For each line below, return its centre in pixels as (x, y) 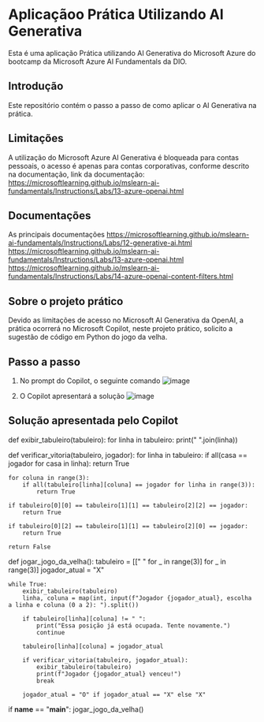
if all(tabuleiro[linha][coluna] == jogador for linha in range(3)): (139, 485)
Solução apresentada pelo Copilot (93, 421)
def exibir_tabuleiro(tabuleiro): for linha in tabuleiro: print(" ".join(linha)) (123, 440)
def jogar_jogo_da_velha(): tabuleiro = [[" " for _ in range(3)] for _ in (117, 561)
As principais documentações (56, 235)
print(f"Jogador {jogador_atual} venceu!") (109, 674)
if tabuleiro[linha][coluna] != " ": (84, 619)
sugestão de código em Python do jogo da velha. (88, 337)
